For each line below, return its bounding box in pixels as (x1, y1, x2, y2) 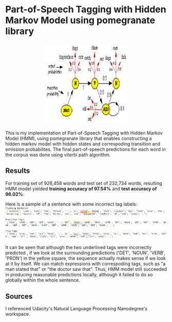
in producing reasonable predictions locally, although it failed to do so (5, 272, 153, 278)
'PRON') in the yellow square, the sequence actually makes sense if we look (5, 255, 166, 261)
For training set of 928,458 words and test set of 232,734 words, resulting (5, 180, 163, 186)
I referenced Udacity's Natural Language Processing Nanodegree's (5, 306, 148, 312)
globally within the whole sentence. (5, 277, 81, 283)
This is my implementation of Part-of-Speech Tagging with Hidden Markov (5, 130, 163, 136)
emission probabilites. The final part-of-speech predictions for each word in (5, 146, 166, 152)
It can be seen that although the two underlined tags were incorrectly (5, 245, 152, 251)
